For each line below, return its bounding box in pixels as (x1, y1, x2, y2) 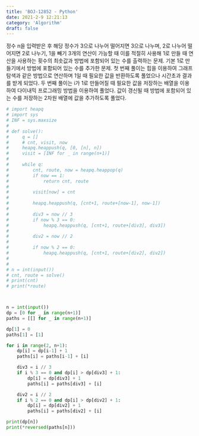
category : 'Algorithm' (6, 20, 62, 26)
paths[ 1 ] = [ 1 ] (6, 331, 44, 338)
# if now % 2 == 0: (6, 244, 76, 250)
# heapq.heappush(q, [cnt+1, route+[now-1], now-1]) (6, 200, 161, 206)
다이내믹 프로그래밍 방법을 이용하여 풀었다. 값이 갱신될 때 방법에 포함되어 (17, 87, 185, 94)
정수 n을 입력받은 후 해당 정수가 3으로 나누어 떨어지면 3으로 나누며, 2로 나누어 (6, 42, 187, 49)
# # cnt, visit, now (6, 139, 68, 146)
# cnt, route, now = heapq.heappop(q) (6, 167, 124, 173)
